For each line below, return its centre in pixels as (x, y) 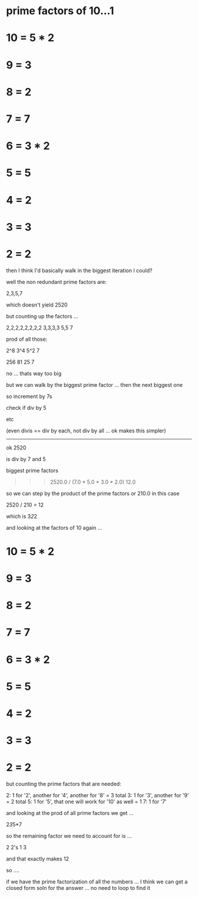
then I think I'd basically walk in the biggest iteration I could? (79, 270)
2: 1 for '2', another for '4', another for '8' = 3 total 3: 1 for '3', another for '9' (98, 795)
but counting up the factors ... (42, 316)
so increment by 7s (29, 396)
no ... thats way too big (34, 373)
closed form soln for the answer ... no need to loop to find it (78, 888)
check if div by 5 (26, 407)
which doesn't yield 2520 (37, 305)
